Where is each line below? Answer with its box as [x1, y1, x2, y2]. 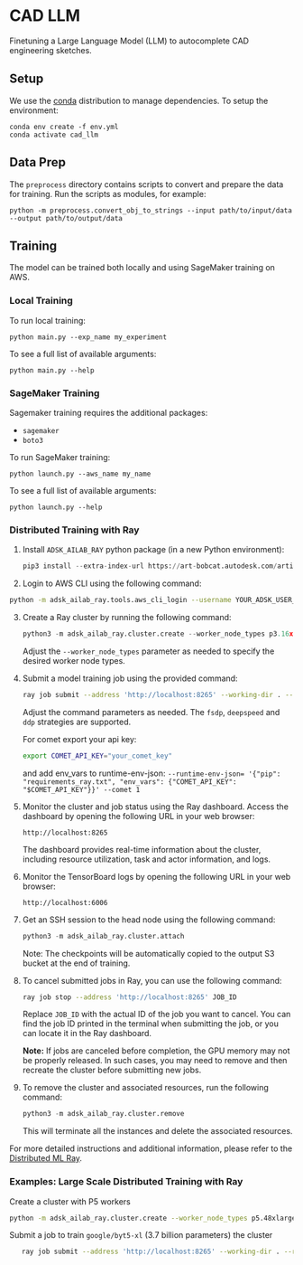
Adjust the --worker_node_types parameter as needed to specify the [22, 646, 275, 656]
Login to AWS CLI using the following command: [22, 578, 202, 589]
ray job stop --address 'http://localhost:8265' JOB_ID [22, 992, 237, 1002]
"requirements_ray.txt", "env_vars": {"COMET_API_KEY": [22, 777, 237, 787]
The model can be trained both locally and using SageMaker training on [9, 262, 275, 273]
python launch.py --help [9, 503, 103, 512]
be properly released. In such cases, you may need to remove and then [22, 1055, 288, 1066]
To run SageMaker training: [9, 451, 111, 462]
